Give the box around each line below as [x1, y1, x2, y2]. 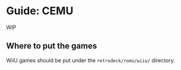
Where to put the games [6, 41, 97, 51]
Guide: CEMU [6, 4, 74, 18]
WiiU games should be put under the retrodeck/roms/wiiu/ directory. [6, 56, 175, 63]
